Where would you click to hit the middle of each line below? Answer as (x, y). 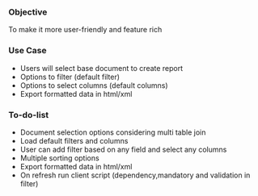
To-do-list (29, 115)
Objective (28, 12)
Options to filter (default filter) (70, 77)
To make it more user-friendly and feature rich (85, 30)
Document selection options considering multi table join (113, 132)
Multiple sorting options (59, 158)
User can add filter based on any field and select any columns (123, 149)
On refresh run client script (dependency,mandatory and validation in (135, 175)
